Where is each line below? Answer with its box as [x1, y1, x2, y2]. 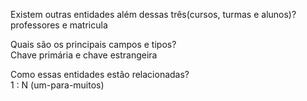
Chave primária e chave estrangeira [10, 49, 158, 61]
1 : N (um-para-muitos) [10, 79, 105, 91]
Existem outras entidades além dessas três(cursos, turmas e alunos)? [10, 9, 297, 20]
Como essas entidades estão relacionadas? [10, 69, 190, 80]
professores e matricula [10, 19, 108, 31]
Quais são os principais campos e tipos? [10, 39, 177, 50]
